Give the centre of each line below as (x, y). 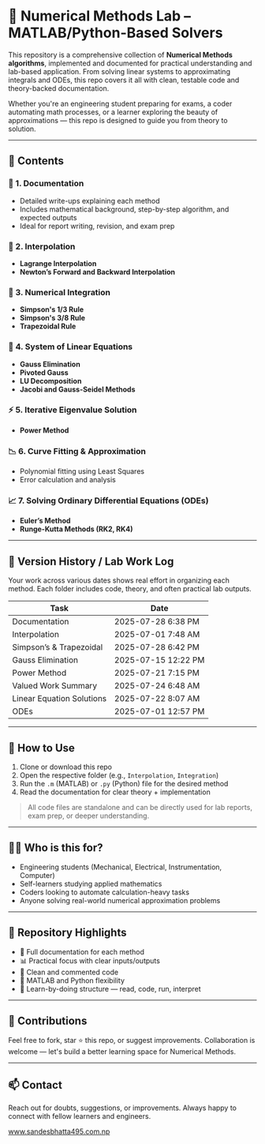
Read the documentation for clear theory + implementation (115, 792)
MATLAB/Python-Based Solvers (116, 33)
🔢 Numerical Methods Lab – (100, 16)
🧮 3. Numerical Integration (60, 292)
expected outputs (48, 217)
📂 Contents (36, 161)
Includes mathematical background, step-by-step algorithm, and (124, 209)
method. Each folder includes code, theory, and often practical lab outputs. (130, 589)
